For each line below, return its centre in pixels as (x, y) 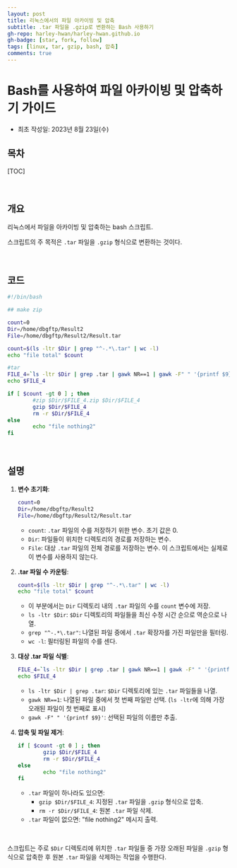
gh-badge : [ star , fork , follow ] (55, 40)
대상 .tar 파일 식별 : (43, 656)
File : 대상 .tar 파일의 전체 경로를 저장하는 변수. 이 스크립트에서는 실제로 (128, 548)
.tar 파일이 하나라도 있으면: (66, 793)
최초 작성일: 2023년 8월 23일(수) (63, 129)
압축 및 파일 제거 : (41, 732)
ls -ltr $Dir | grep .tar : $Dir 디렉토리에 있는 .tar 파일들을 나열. (122, 691)
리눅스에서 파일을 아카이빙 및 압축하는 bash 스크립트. (80, 227)
